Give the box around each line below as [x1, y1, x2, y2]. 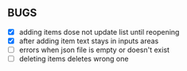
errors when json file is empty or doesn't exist [18, 45, 170, 54]
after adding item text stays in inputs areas [18, 35, 159, 46]
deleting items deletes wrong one [18, 54, 129, 63]
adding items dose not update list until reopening [18, 27, 180, 36]
